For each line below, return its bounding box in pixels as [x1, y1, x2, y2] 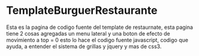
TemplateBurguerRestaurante [6, 4, 158, 17]
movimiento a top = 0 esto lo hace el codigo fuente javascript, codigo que [6, 36, 189, 43]
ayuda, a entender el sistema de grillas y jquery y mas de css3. [6, 43, 162, 50]
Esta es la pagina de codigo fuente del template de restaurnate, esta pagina [6, 23, 194, 31]
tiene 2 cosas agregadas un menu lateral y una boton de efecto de [6, 30, 170, 37]
